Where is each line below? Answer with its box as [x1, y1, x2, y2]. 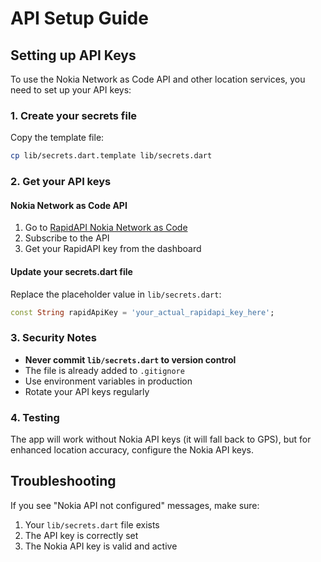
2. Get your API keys [10, 175, 112, 189]
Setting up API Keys [10, 47, 137, 64]
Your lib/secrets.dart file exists [24, 518, 160, 531]
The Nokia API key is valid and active [24, 540, 178, 552]
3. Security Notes [10, 331, 97, 345]
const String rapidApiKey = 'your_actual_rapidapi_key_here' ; [10, 307, 275, 317]
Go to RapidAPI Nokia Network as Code [24, 222, 188, 234]
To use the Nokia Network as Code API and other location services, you [10, 73, 306, 85]
